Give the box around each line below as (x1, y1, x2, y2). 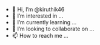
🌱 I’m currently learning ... (12, 19, 77, 26)
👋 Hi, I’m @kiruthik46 (12, 6, 65, 13)
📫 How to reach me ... (12, 32, 68, 39)
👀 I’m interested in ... (12, 12, 64, 19)
